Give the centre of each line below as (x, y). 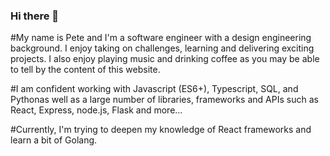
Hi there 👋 (35, 16)
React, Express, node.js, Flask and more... (96, 110)
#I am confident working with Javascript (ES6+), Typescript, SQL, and (154, 89)
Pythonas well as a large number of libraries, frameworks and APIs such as (164, 100)
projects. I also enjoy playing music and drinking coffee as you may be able (165, 59)
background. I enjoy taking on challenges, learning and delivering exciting (162, 48)
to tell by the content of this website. (85, 70)
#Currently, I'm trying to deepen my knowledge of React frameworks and (161, 130)
